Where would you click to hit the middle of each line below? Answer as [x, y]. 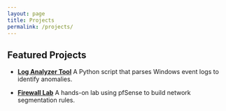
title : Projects [31, 20]
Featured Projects [47, 55]
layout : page [26, 14]
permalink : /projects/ [40, 27]
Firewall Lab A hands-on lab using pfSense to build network [104, 93]
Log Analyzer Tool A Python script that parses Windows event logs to [118, 72]
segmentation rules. [46, 100]
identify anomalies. [45, 79]
